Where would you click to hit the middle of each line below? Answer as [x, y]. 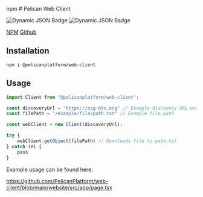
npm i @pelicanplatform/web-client [51, 65]
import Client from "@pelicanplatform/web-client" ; [72, 97]
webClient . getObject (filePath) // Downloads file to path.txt [97, 141]
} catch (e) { [24, 146]
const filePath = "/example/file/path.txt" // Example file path [90, 114]
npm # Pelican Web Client [38, 9]
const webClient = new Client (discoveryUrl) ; [64, 125]
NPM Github [21, 32]
